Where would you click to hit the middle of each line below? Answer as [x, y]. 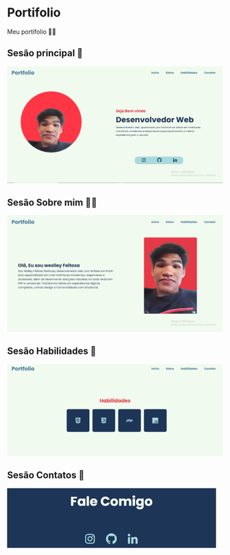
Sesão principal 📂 [45, 53]
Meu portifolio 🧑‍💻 [32, 32]
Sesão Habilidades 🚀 [52, 351]
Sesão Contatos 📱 [46, 475]
